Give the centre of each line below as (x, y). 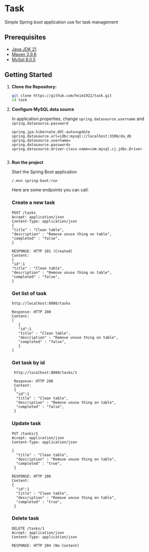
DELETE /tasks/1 (28, 528)
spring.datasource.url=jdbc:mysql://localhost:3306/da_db (71, 136)
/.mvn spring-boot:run (34, 181)
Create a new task (33, 203)
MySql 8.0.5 (24, 60)
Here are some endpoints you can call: (50, 190)
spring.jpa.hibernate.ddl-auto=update (51, 132)
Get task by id (28, 363)
